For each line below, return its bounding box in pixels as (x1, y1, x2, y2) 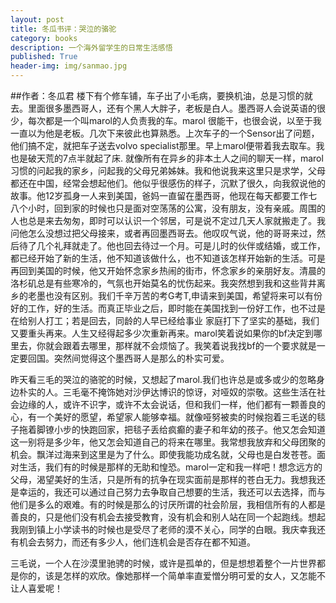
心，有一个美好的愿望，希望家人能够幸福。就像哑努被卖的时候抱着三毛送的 (10, 411, 317, 423)
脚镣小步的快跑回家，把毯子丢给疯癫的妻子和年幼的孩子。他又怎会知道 (36, 424, 326, 435)
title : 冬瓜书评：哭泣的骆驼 (10, 24, 117, 34)
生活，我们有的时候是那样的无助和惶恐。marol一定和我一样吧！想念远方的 (18, 461, 323, 473)
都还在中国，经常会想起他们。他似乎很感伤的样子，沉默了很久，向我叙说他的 (10, 177, 326, 189)
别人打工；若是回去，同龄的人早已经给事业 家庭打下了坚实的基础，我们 (27, 315, 320, 326)
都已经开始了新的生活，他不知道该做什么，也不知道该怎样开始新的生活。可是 (10, 252, 326, 264)
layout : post (10, 14, 65, 25)
